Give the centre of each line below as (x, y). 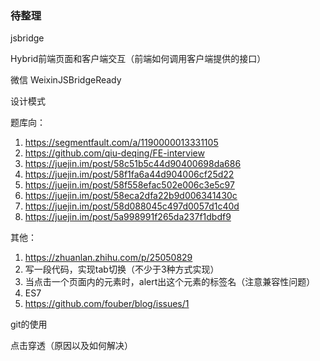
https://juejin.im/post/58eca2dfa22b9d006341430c (131, 196)
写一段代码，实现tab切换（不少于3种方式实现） (122, 269)
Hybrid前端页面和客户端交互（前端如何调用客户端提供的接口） (138, 59)
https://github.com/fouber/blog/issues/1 (107, 304)
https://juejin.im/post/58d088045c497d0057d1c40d (132, 206)
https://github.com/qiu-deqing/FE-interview (114, 153)
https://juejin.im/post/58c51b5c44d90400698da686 (133, 164)
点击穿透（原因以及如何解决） (71, 346)
